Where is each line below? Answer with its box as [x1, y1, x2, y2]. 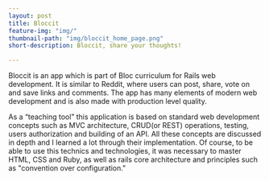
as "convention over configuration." [8, 163, 126, 173]
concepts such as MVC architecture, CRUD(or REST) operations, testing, [8, 121, 250, 130]
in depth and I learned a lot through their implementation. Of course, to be [8, 138, 254, 147]
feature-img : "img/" [8, 27, 78, 35]
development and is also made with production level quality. [8, 97, 207, 106]
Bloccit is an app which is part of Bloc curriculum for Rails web [8, 71, 216, 80]
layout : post [8, 11, 52, 20]
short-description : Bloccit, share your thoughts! [8, 42, 182, 50]
